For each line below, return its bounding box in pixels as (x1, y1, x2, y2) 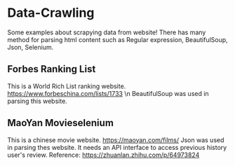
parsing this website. (7, 97, 68, 105)
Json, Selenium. (7, 43, 54, 51)
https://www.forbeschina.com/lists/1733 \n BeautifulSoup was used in (7, 89, 209, 97)
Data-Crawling (7, 5, 95, 21)
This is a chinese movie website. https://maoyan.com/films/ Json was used (7, 135, 224, 144)
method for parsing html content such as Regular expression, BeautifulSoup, (7, 35, 228, 43)
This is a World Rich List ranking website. (7, 82, 126, 90)
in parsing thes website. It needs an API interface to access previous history (7, 143, 227, 151)
